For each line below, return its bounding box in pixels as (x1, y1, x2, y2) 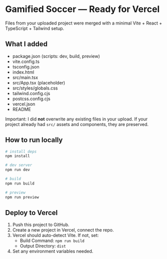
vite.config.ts (12, 58, 40, 64)
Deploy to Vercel (5, 208, 58, 217)
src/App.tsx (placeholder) (12, 79, 65, 85)
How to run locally (5, 136, 63, 144)
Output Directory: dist (19, 243, 66, 249)
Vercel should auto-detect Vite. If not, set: (12, 232, 99, 238)
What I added (5, 40, 48, 48)
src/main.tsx (12, 74, 38, 80)
